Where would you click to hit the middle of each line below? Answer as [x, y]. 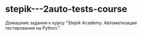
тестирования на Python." [33, 28]
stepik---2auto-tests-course [66, 9]
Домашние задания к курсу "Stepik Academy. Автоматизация [71, 23]
